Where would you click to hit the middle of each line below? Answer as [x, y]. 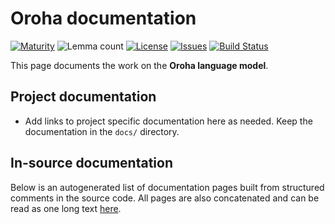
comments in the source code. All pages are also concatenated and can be [165, 198]
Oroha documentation [103, 18]
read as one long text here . [66, 208]
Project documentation [83, 97]
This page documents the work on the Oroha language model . [139, 65]
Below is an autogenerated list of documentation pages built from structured [167, 187]
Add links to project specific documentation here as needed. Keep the [168, 121]
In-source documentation [91, 163]
